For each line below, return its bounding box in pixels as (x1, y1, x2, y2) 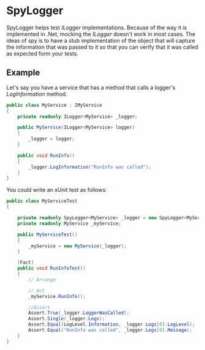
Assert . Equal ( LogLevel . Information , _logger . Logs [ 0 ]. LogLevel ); (28, 321, 195, 327)
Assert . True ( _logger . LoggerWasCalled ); (28, 310, 130, 316)
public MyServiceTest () (17, 232, 78, 238)
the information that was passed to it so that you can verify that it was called (6, 43, 198, 51)
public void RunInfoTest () (17, 265, 86, 272)
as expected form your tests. (6, 49, 79, 57)
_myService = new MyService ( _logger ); (28, 242, 127, 249)
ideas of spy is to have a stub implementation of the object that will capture (6, 37, 195, 44)
